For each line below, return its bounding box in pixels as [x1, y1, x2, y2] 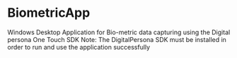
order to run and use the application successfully [7, 43, 151, 51]
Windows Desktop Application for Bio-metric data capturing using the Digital [7, 28, 231, 36]
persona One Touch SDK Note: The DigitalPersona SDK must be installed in [7, 35, 226, 43]
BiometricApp [7, 5, 91, 21]
